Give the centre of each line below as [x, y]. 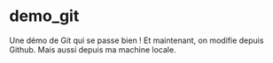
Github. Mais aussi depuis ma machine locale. [93, 49]
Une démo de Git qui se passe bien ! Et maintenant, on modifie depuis [136, 40]
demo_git [44, 16]
